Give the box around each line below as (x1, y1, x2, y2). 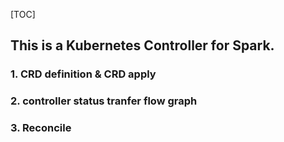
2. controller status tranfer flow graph (10, 94, 198, 108)
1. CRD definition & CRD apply (10, 67, 157, 81)
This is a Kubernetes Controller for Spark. (10, 37, 275, 54)
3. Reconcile (10, 121, 72, 135)
